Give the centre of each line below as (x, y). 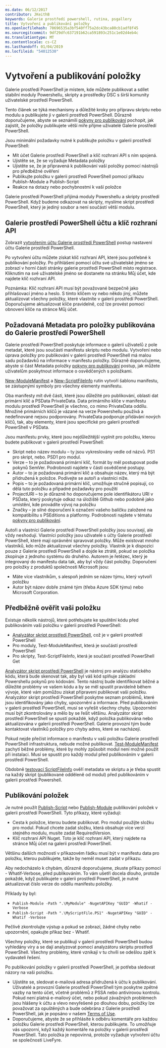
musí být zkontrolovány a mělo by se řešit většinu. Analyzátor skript (74, 713)
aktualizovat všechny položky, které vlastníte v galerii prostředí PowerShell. (82, 299)
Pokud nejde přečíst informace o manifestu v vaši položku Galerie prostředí (82, 739)
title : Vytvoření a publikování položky (48, 24)
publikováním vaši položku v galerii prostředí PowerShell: (63, 625)
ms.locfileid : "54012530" (32, 51)
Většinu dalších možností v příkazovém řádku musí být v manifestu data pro (82, 853)
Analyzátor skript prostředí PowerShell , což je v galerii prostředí (77, 635)
